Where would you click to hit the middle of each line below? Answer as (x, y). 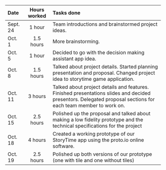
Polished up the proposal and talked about (102, 114)
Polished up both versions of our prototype (102, 154)
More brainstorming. (76, 41)
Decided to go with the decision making (99, 52)
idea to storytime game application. (93, 79)
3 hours (37, 96)
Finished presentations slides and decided (102, 93)
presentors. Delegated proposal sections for (104, 99)
